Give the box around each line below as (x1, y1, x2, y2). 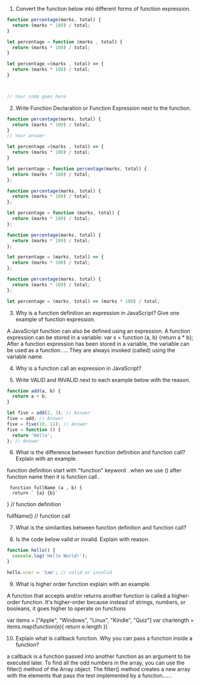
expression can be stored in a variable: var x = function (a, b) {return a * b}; (7, 334, 194, 341)
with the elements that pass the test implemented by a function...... (7, 672, 172, 679)
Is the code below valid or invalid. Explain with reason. (15, 536, 150, 543)
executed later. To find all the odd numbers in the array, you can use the (7, 659, 185, 666)
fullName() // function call (7, 512, 71, 520)
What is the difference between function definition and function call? (15, 449, 186, 456)
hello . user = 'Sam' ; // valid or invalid (7, 569, 112, 575)
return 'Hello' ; (12, 432, 53, 439)
